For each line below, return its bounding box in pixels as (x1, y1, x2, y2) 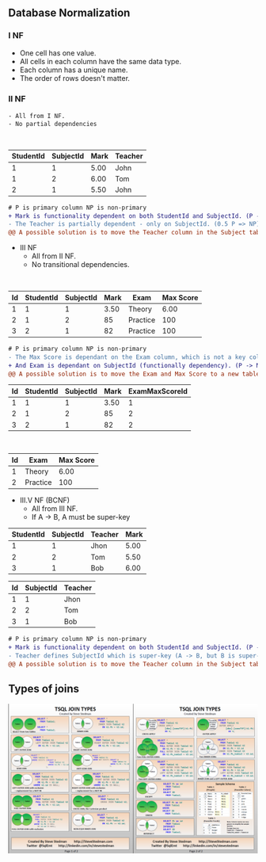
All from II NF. (31, 251, 77, 261)
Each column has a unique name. (19, 65, 128, 74)
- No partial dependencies (8, 120, 97, 128)
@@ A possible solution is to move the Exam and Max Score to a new (8, 370, 239, 378)
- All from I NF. (8, 112, 66, 120)
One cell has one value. (19, 48, 97, 58)
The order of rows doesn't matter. (19, 73, 131, 82)
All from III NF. (31, 503, 78, 513)
